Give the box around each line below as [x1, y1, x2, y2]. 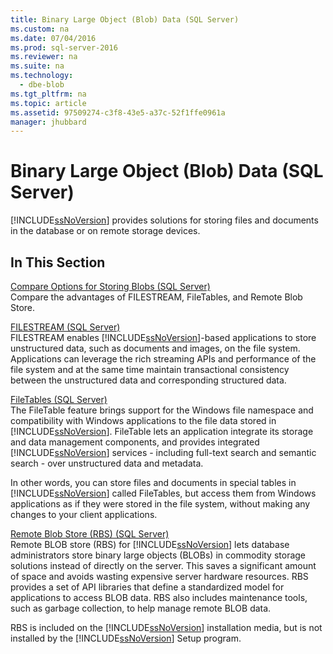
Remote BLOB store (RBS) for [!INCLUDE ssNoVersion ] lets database [10, 539, 290, 550]
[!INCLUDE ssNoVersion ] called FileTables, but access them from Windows [10, 487, 317, 499]
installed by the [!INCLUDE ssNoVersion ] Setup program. [10, 632, 242, 644]
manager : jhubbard [10, 117, 87, 127]
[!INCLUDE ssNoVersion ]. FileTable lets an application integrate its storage [10, 426, 314, 437]
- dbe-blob [19, 80, 65, 90]
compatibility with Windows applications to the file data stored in [10, 415, 277, 426]
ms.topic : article [10, 98, 87, 108]
